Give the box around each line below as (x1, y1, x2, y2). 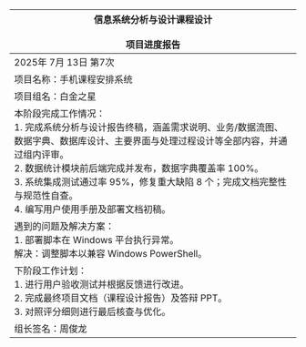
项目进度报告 (125, 38, 180, 51)
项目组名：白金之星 (14, 90, 97, 103)
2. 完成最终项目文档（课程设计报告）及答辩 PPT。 (14, 291, 228, 304)
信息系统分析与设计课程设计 (93, 14, 212, 26)
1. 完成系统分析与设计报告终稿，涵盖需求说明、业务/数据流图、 (14, 121, 284, 133)
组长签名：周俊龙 (14, 322, 88, 335)
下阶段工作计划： (14, 264, 88, 277)
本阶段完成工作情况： (14, 107, 107, 119)
